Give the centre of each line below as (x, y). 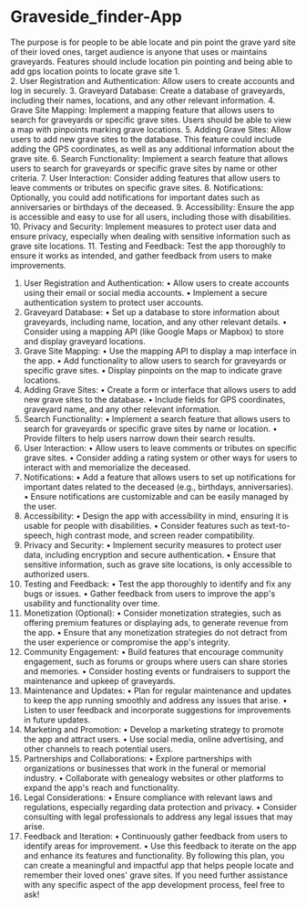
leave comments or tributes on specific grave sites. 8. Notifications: (137, 187)
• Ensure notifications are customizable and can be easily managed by (156, 496)
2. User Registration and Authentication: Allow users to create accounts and (153, 80)
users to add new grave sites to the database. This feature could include (146, 139)
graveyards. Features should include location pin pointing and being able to (152, 61)
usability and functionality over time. (92, 603)
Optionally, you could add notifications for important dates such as (135, 197)
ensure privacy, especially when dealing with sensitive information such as (150, 236)
